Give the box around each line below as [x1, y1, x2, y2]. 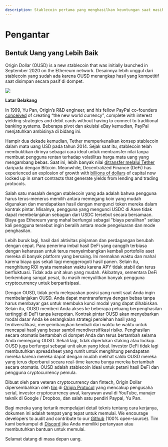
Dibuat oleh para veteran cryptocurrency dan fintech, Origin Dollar [5, 379, 142, 385]
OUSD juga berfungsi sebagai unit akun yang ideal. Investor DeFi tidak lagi [5, 343, 158, 349]
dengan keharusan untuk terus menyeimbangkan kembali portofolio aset [5, 248, 154, 254]
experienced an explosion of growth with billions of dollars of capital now [5, 170, 156, 176]
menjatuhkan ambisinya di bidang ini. [5, 128, 81, 134]
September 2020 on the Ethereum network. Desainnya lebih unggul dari [5, 67, 153, 73]
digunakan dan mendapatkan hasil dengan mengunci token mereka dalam [5, 201, 157, 207]
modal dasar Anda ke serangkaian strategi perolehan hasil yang [5, 316, 136, 322]
